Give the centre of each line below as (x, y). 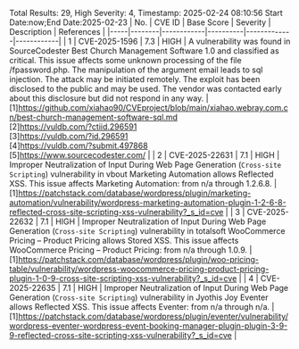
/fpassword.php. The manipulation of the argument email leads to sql (136, 70)
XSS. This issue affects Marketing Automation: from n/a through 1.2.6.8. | (143, 183)
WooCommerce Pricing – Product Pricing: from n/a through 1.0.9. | (131, 250)
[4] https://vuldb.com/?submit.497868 (79, 145)
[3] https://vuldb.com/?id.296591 (69, 136)
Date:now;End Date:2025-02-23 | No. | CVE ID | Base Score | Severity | (140, 22)
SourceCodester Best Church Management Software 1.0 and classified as (144, 51)
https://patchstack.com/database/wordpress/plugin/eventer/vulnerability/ (153, 316)
